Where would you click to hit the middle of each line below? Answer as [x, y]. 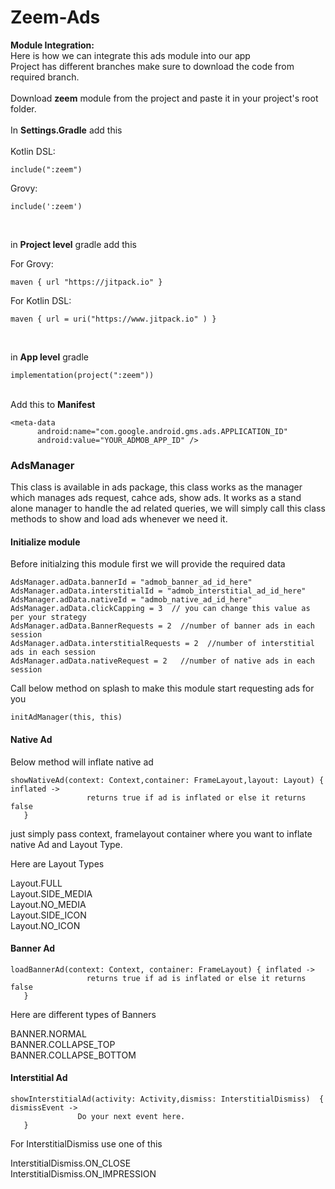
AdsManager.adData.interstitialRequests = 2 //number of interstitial [162, 644]
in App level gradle [49, 357]
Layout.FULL [36, 883]
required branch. [45, 77]
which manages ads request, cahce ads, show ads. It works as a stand [156, 498]
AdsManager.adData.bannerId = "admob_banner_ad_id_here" [131, 582]
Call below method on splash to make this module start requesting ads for [162, 688]
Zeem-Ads [55, 17]
